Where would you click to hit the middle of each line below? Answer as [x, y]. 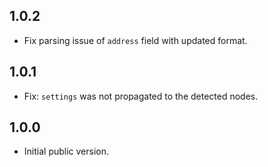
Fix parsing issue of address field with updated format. [135, 40]
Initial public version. [66, 151]
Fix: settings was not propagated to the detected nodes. [141, 96]
